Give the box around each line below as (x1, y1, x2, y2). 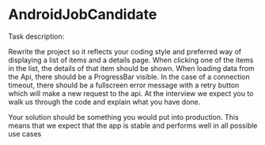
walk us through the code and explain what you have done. (8, 97, 201, 106)
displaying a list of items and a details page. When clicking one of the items (8, 55, 254, 65)
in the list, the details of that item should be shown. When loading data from (8, 63, 255, 72)
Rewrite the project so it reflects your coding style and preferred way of (8, 46, 242, 56)
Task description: (8, 32, 65, 41)
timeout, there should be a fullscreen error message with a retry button (8, 80, 240, 90)
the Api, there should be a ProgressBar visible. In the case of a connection (8, 72, 251, 81)
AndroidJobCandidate (8, 6, 157, 24)
